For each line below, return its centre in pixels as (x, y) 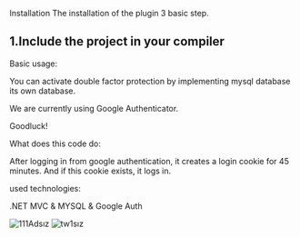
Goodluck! (29, 125)
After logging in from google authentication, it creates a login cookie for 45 (149, 161)
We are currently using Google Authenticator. (94, 108)
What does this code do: (55, 143)
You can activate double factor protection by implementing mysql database (150, 81)
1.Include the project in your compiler (117, 41)
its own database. (43, 91)
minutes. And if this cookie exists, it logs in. (90, 171)
